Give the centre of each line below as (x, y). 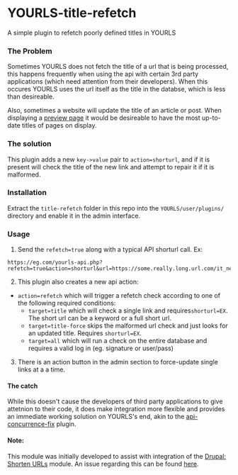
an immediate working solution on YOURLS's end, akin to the (96, 417)
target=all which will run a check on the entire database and (118, 341)
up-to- (211, 118)
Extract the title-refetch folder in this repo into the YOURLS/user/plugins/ (116, 208)
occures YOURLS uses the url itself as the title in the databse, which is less (117, 89)
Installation (27, 193)
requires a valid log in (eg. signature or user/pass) (101, 348)
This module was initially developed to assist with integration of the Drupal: (117, 456)
